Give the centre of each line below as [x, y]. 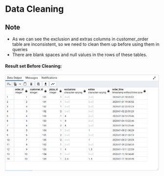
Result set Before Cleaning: [34, 66]
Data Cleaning [35, 9]
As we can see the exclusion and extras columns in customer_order [80, 39]
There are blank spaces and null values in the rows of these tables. [80, 55]
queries [20, 49]
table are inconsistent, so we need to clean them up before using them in [86, 44]
